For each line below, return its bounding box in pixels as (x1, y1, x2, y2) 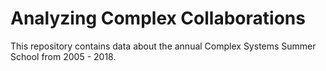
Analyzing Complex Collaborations (10, 7, 306, 30)
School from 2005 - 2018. (10, 50, 117, 62)
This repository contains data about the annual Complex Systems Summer (10, 40, 317, 52)
